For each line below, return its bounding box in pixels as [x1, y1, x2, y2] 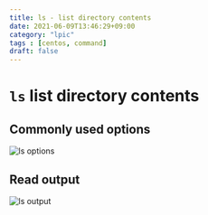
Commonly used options [9, 121, 151, 136]
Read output [9, 172, 80, 187]
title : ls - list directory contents [9, 13, 152, 23]
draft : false [9, 47, 59, 56]
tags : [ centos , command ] [9, 38, 107, 48]
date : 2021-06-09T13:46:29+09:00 [9, 22, 136, 31]
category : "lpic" [9, 30, 75, 39]
